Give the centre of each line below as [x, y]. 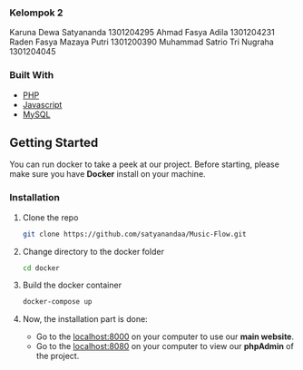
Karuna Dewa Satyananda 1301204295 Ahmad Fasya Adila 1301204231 [142, 33]
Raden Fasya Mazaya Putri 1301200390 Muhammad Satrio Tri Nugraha [142, 42]
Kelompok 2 [36, 13]
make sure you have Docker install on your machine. [108, 174]
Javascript [42, 104]
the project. [58, 356]
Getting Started [54, 142]
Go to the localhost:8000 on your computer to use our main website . [165, 336]
